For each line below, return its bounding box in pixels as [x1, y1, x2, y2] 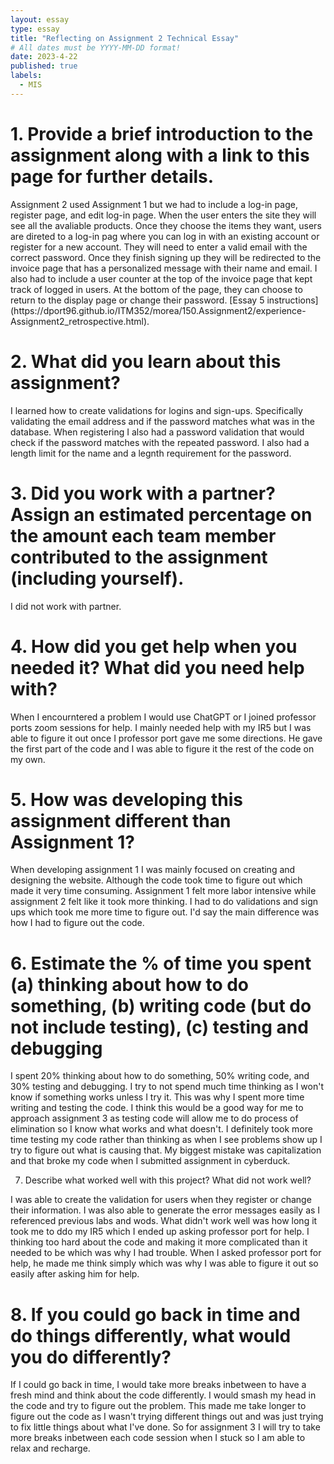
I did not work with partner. [10, 600, 122, 612]
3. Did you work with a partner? [10, 482, 276, 505]
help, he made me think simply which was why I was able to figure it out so [10, 1257, 319, 1270]
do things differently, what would [10, 1324, 292, 1347]
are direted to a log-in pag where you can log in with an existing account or [10, 230, 320, 242]
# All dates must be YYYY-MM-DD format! [10, 42, 182, 53]
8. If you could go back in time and [10, 1303, 301, 1326]
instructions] [266, 294, 319, 306]
